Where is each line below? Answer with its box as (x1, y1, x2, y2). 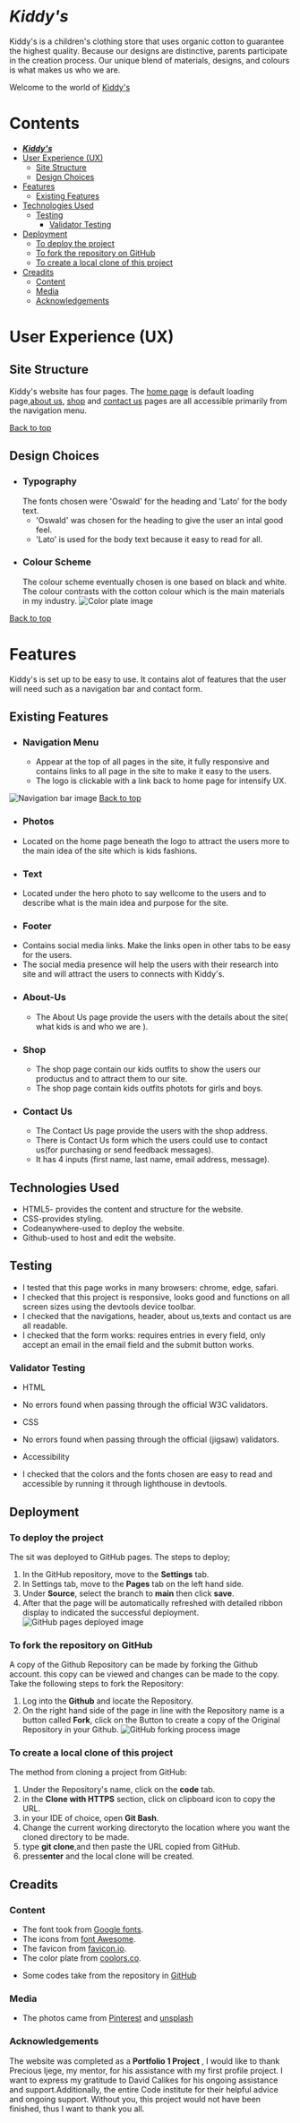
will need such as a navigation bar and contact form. (9, 683, 203, 694)
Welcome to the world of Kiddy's (9, 82, 131, 92)
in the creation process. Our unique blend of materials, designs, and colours (9, 55, 290, 65)
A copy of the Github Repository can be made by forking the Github (9, 1660, 258, 1670)
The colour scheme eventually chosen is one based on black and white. (21, 576, 287, 587)
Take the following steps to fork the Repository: (9, 1679, 184, 1689)
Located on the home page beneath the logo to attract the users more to (21, 835, 290, 846)
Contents (9, 114, 81, 134)
